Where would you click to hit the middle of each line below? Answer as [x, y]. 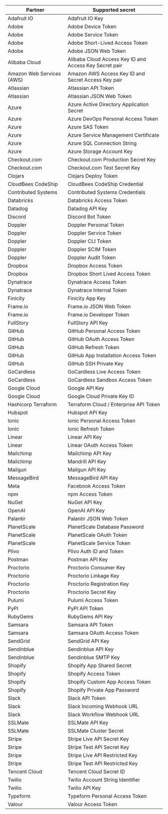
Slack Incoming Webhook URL [103, 706]
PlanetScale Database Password [105, 527]
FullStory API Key [88, 323]
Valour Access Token [92, 804]
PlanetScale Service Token [99, 543]
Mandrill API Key [87, 461]
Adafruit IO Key [85, 18]
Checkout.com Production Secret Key [111, 159]
